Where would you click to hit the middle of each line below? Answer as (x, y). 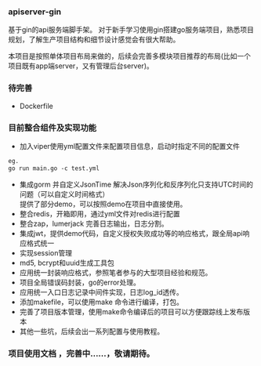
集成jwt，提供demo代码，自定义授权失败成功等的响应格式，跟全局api (131, 233)
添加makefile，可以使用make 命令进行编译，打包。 (101, 302)
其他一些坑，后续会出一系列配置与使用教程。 (92, 331)
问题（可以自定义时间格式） (64, 194)
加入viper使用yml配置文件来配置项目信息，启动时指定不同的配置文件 (130, 146)
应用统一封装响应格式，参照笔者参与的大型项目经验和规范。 (116, 272)
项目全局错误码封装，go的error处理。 (80, 282)
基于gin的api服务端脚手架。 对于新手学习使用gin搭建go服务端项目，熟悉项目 (131, 30)
